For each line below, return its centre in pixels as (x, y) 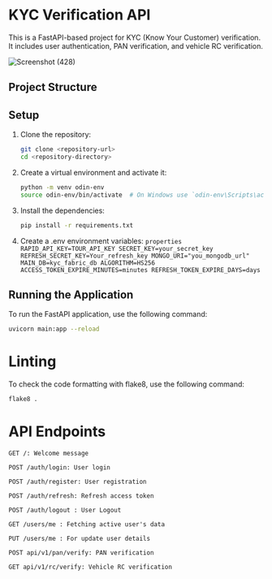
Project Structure (53, 87)
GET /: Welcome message (49, 453)
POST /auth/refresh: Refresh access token (81, 496)
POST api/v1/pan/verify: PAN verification (81, 553)
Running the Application (71, 294)
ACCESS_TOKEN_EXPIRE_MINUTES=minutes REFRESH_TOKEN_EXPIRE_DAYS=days (140, 270)
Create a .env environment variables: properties (101, 240)
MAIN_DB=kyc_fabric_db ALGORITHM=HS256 (88, 263)
